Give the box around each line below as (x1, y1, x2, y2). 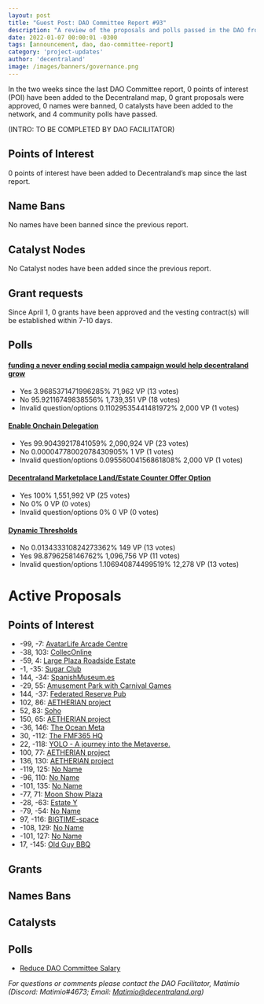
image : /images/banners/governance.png (8, 63, 139, 71)
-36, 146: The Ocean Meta (19, 723, 105, 732)
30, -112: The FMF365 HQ (19, 731, 104, 741)
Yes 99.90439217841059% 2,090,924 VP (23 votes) (19, 438, 189, 448)
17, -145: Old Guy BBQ (19, 840, 91, 849)
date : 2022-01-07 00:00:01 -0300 (8, 33, 118, 42)
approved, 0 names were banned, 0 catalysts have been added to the (8, 101, 233, 110)
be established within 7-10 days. (8, 316, 113, 325)
